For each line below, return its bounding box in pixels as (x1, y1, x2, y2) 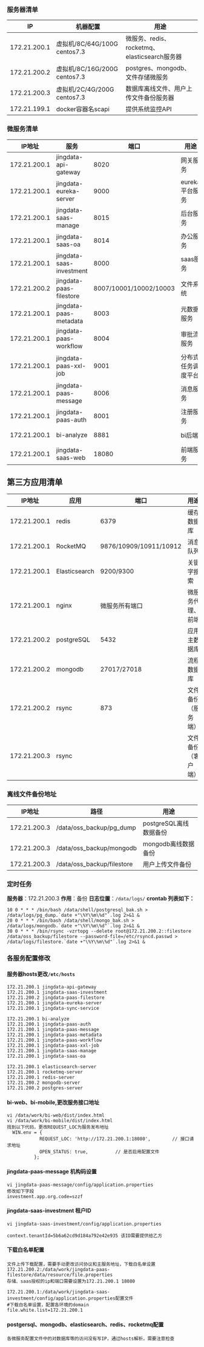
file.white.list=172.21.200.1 (7, 1307, 84, 1313)
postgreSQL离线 (142, 819, 189, 828)
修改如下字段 (7, 1188, 35, 1194)
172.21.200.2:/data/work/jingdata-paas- (7, 1266, 111, 1272)
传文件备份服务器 (125, 94, 174, 102)
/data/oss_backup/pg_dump (56, 823, 137, 832)
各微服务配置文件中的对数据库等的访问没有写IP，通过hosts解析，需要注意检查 (7, 1335, 175, 1342)
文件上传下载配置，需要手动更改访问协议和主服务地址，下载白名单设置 (7, 1261, 156, 1267)
